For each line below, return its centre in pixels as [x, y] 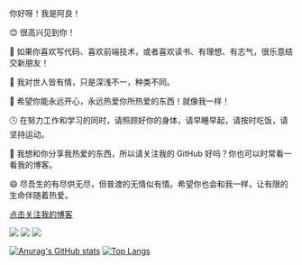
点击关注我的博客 [41, 214]
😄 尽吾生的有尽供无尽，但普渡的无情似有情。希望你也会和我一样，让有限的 [149, 184]
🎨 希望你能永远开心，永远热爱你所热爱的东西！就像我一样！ [120, 101]
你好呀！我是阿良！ [45, 13]
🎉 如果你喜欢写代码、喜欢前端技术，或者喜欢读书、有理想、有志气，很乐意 [147, 51]
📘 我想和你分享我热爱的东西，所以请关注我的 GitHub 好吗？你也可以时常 [143, 153]
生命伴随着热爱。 [41, 195]
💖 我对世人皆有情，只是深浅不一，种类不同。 [92, 82]
